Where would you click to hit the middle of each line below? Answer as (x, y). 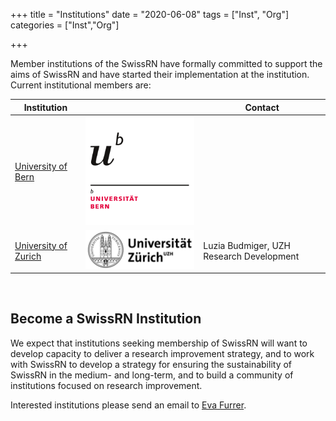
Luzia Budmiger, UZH (247, 245)
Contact (262, 107)
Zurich (28, 256)
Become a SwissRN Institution (106, 319)
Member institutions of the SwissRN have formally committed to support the (166, 63)
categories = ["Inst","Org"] (65, 25)
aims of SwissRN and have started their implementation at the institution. (160, 74)
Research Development (251, 256)
